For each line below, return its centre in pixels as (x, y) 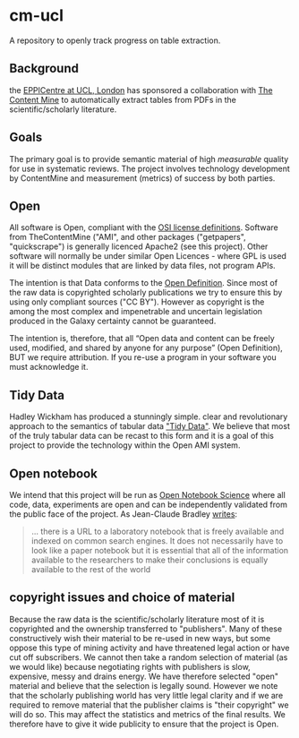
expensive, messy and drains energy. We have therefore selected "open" (144, 676)
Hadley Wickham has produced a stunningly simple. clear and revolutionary (149, 416)
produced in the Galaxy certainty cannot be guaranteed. (113, 321)
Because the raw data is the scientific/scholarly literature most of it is (137, 619)
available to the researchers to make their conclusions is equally (149, 560)
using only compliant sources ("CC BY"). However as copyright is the (137, 302)
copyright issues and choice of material (122, 598)
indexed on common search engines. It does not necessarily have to (157, 541)
